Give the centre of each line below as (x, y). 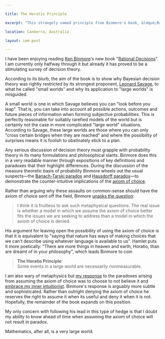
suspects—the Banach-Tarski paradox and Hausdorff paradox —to (72, 176)
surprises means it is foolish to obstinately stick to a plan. (63, 141)
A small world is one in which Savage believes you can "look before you (78, 104)
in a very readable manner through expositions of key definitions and (75, 161)
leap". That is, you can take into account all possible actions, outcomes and (81, 109)
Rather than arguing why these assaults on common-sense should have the (82, 191)
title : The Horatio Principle (36, 14)
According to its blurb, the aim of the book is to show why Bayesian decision (82, 79)
